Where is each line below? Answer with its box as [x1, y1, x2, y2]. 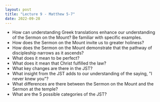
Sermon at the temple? [12, 86, 58, 92]
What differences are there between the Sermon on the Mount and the [12, 81, 154, 87]
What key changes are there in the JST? [12, 66, 93, 71]
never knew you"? [12, 76, 49, 82]
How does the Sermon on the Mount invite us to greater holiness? [12, 40, 144, 46]
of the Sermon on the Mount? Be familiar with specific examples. [12, 34, 142, 40]
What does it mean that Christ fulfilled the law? [12, 60, 106, 66]
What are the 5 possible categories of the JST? [12, 91, 107, 97]
